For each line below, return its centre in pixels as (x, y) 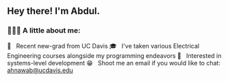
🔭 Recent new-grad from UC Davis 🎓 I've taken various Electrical (103, 46)
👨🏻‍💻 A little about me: (44, 31)
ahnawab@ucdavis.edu (40, 70)
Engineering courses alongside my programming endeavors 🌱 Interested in (114, 55)
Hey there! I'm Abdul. (54, 11)
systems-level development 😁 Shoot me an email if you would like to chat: (114, 63)
